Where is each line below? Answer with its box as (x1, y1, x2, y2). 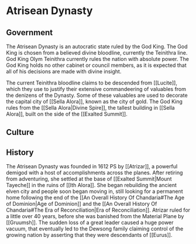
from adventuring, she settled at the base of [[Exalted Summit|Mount (6, 175, 172, 182)
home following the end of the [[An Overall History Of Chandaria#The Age (6, 194, 185, 201)
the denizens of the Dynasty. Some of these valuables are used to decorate (6, 92, 188, 99)
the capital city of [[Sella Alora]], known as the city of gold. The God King (6, 98, 183, 105)
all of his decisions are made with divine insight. (6, 68, 122, 74)
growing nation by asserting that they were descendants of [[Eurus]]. (6, 232, 173, 239)
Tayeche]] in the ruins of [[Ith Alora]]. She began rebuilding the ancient (6, 182, 177, 189)
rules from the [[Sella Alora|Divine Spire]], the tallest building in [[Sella (6, 104, 175, 111)
